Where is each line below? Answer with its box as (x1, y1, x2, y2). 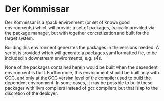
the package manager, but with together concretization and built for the (5, 30, 149, 36)
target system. (5, 35, 34, 41)
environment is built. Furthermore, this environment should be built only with (5, 69, 159, 75)
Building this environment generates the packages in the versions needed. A (5, 44, 159, 50)
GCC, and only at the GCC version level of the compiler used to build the (5, 75, 151, 81)
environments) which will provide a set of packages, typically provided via (5, 24, 155, 30)
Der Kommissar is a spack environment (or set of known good (5, 20, 130, 25)
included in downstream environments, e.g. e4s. (5, 55, 103, 61)
